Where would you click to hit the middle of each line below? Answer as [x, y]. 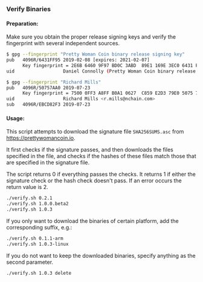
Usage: [16, 118]
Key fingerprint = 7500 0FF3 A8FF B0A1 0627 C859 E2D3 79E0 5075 [108, 93]
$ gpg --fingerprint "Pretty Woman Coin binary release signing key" [96, 54]
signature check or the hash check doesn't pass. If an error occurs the [94, 181]
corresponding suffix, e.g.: [39, 227]
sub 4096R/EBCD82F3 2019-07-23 [48, 104]
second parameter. [30, 262]
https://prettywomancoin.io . [41, 138]
